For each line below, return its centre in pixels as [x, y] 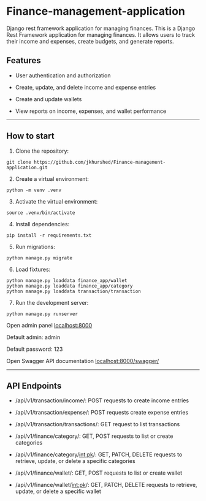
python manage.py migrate [39, 258]
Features [24, 60]
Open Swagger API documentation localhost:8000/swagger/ [83, 361]
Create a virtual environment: [52, 178]
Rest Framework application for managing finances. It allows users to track [101, 34]
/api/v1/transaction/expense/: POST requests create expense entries [102, 413]
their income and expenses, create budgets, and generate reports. [90, 41]
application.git [27, 167]
